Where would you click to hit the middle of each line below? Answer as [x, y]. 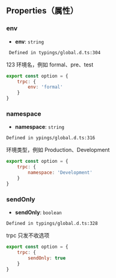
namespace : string [40, 127]
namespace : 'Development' [60, 173]
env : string [29, 42]
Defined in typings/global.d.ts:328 [52, 224]
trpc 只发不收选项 [28, 235]
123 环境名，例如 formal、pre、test [50, 65]
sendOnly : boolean [38, 212]
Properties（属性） [42, 11]
